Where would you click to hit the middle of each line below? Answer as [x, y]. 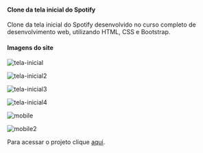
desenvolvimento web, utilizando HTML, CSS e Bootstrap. [89, 32]
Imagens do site [30, 47]
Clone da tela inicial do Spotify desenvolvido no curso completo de [102, 25]
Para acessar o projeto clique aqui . [56, 142]
